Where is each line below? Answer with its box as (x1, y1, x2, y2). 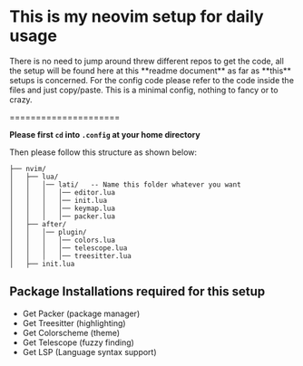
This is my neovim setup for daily (9, 6, 265, 27)
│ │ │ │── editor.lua (9, 188, 116, 197)
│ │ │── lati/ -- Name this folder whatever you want (9, 179, 242, 189)
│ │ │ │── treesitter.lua (9, 251, 132, 260)
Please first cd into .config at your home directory (9, 129, 201, 140)
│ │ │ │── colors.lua (9, 236, 116, 245)
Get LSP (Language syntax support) (22, 346, 157, 357)
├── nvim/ (9, 164, 47, 173)
